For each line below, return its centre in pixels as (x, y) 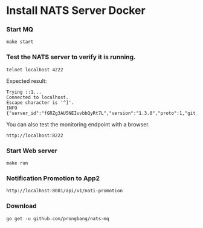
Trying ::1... (24, 92)
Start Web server (32, 151)
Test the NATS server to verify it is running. (71, 57)
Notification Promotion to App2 (53, 178)
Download (22, 206)
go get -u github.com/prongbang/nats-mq (58, 218)
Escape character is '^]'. (40, 103)
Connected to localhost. (37, 97)
